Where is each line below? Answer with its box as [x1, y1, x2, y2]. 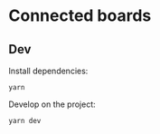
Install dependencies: [8, 65, 89, 76]
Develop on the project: [8, 99, 96, 110]
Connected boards [8, 5, 152, 26]
